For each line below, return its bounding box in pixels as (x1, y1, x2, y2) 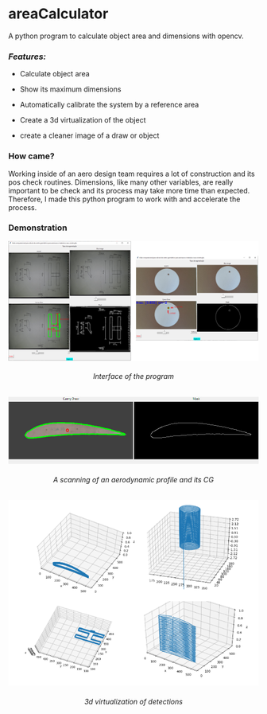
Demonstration (8, 222, 68, 233)
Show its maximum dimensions (19, 84, 122, 94)
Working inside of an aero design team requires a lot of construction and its (8, 169, 256, 178)
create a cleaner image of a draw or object (19, 131, 160, 140)
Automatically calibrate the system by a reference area (19, 100, 199, 110)
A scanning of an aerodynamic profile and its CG (52, 474, 215, 484)
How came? (8, 150, 55, 162)
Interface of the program (92, 372, 175, 381)
